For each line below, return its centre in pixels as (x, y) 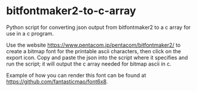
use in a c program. (30, 33)
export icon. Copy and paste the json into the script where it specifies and (97, 57)
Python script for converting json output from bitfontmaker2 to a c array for (98, 27)
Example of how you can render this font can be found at (76, 75)
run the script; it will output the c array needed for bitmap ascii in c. (89, 64)
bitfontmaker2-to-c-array (71, 11)
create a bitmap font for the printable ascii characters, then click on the (93, 51)
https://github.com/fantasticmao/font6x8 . (57, 82)
